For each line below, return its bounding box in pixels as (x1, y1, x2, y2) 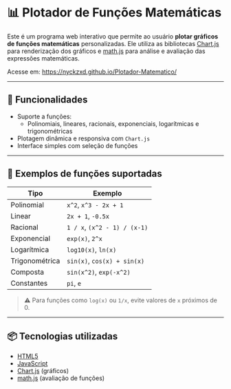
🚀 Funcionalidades (7, 94, 88, 106)
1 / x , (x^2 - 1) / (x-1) (66, 222, 148, 232)
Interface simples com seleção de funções (16, 141, 138, 149)
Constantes (10, 278, 48, 288)
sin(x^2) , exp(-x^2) (66, 267, 131, 277)
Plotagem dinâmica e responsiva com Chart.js (16, 134, 150, 143)
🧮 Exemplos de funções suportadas (7, 168, 163, 180)
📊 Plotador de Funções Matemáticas (7, 5, 222, 21)
